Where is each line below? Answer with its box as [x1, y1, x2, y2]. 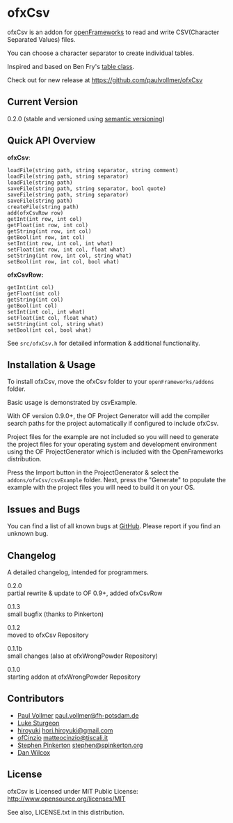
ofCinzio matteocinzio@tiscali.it [17, 733, 109, 741]
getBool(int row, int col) [7, 233, 86, 241]
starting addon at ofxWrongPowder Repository [7, 672, 141, 681]
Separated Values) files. [7, 35, 76, 43]
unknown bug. [7, 530, 49, 538]
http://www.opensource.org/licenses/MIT [7, 794, 126, 803]
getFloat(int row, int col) [7, 222, 89, 229]
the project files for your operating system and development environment [7, 440, 217, 449]
